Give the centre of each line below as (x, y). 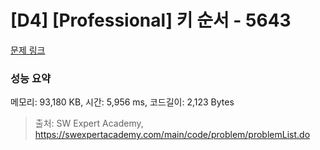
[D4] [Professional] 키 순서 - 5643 (151, 20)
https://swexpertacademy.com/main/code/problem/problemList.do (172, 135)
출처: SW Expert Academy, (89, 123)
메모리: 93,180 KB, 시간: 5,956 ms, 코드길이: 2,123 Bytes (122, 102)
